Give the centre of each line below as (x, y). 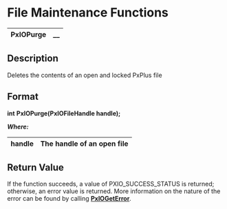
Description (33, 59)
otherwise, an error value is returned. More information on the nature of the (114, 191)
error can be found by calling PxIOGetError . (69, 199)
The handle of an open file (84, 144)
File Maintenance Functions (88, 13)
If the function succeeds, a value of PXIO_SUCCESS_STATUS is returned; (111, 184)
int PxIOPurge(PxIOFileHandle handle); (64, 113)
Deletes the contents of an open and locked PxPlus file (85, 75)
